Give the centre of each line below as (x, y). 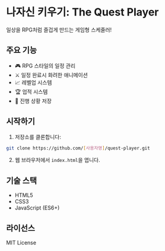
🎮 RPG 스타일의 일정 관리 (45, 65)
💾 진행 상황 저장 (33, 101)
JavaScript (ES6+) (37, 208)
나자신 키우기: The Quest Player (82, 12)
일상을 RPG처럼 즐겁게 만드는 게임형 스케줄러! (59, 30)
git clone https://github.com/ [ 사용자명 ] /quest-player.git (78, 148)
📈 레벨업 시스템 (33, 82)
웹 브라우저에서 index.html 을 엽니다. (57, 160)
